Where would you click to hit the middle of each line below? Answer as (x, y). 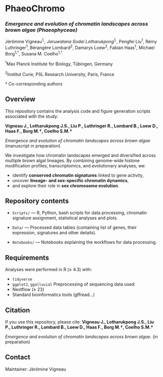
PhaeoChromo (35, 9)
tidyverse (22, 280)
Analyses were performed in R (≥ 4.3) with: (49, 269)
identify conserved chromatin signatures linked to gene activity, (78, 175)
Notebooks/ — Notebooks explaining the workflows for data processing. (84, 242)
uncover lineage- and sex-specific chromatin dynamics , (70, 180)
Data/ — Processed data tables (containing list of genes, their (74, 228)
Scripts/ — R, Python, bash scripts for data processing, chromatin (80, 213)
